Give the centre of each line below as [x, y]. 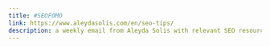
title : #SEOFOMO [35, 16]
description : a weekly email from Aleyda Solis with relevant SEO [122, 30]
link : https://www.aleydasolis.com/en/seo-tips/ [91, 23]
